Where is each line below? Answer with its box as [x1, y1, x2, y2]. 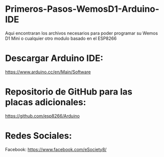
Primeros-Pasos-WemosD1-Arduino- [5, 3, 160, 15]
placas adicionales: [5, 97, 86, 108]
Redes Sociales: [5, 130, 72, 141]
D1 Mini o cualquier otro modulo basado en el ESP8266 [5, 35, 117, 41]
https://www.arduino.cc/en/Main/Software [5, 69, 91, 75]
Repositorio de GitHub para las [5, 86, 133, 97]
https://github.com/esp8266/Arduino [5, 113, 80, 119]
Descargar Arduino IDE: [5, 53, 103, 64]
